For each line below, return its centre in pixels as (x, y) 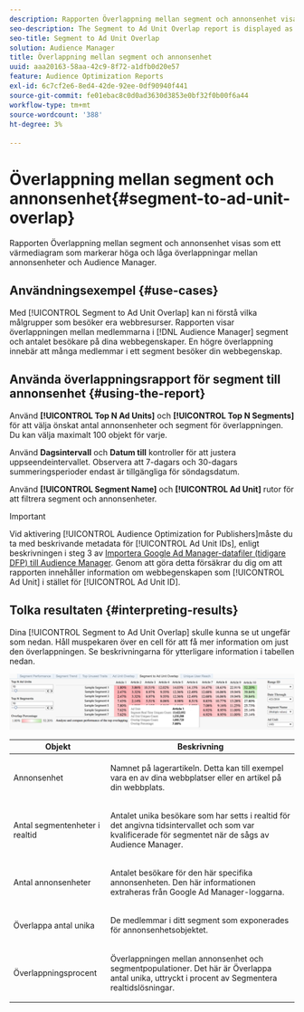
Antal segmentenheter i (57, 825)
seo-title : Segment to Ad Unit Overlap (85, 38)
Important (28, 516)
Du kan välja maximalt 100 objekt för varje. (88, 434)
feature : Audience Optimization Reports (87, 77)
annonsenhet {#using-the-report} (108, 394)
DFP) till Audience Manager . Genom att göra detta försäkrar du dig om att (146, 562)
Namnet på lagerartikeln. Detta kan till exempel (197, 768)
